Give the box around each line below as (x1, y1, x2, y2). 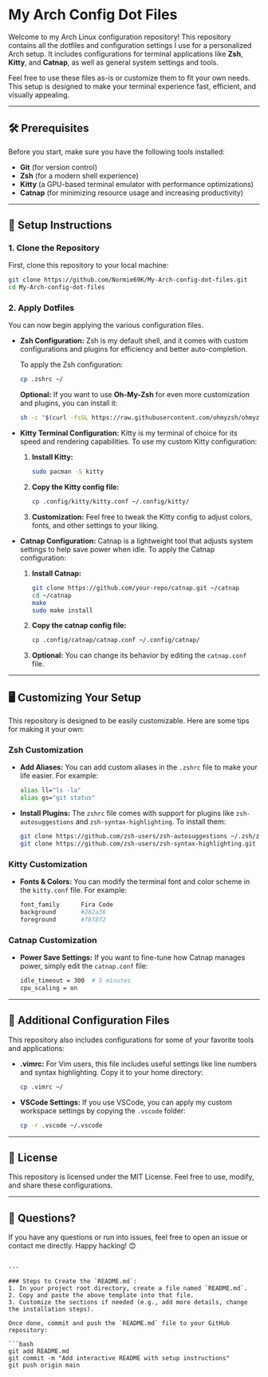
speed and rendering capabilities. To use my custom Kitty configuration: (19, 437, 258, 447)
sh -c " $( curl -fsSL (19, 414, 89, 422)
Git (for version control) (19, 162, 98, 172)
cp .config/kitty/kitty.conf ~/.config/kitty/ (31, 498, 190, 506)
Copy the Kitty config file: (31, 482, 120, 492)
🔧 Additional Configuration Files (8, 1013, 170, 1028)
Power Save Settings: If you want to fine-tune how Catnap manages (19, 953, 246, 962)
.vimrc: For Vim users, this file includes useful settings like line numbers (19, 1059, 258, 1069)
